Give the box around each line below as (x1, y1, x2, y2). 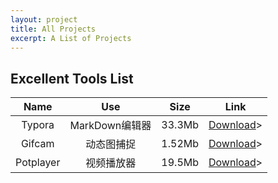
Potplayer (15, 156, 61, 170)
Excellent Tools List (10, 70, 134, 87)
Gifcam (20, 137, 55, 151)
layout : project (10, 14, 78, 25)
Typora (21, 118, 55, 132)
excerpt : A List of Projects (10, 33, 132, 43)
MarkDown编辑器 (69, 119, 152, 133)
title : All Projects (10, 24, 97, 34)
